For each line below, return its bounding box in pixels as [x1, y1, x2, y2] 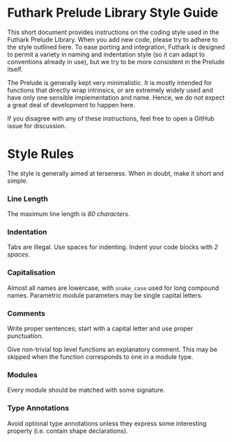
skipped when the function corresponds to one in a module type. [7, 353, 194, 361]
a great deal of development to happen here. [7, 100, 136, 109]
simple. [7, 176, 29, 185]
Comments [7, 308, 45, 318]
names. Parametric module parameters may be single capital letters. [7, 291, 203, 299]
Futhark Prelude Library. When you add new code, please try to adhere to [7, 35, 218, 43]
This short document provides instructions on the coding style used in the [7, 28, 219, 36]
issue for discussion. [7, 121, 67, 130]
